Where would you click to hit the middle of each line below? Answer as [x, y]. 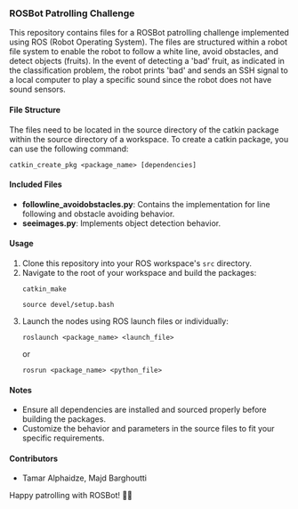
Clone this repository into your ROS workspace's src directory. [137, 263]
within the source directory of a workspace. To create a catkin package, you [149, 139]
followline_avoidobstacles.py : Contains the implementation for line [146, 204]
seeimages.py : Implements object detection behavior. [121, 223]
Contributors [34, 458]
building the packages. [64, 419]
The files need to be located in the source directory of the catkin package [144, 129]
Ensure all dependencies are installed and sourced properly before [144, 410]
